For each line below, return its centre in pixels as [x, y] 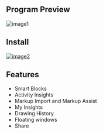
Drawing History [34, 114]
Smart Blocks [30, 89]
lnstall [18, 42]
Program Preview [38, 10]
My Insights [28, 107]
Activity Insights [34, 95]
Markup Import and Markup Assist [56, 101]
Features [23, 75]
